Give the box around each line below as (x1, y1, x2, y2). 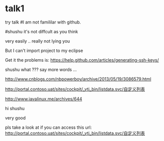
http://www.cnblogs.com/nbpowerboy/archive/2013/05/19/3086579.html (5, 76, 151, 82)
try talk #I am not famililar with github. (5, 19, 82, 25)
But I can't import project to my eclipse (5, 47, 83, 53)
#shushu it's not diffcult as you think (5, 28, 78, 34)
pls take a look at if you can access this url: (5, 124, 92, 130)
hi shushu (5, 105, 25, 111)
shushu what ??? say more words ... (5, 67, 77, 72)
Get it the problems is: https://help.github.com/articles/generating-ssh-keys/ (5, 57, 159, 63)
